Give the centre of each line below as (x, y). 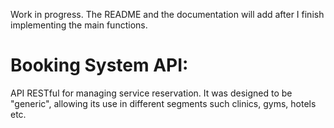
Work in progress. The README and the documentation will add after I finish (167, 14)
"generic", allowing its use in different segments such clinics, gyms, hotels (163, 103)
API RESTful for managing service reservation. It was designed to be (151, 93)
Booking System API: (99, 65)
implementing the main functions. (79, 25)
